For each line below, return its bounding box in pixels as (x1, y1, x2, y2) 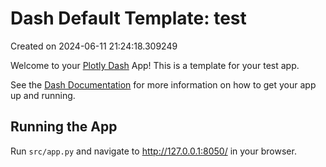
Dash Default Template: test (10, 7, 247, 30)
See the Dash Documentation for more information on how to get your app (10, 78, 317, 91)
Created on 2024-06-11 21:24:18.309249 (10, 40, 178, 52)
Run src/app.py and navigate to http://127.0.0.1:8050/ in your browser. (10, 145, 297, 157)
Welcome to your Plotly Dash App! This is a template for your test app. (10, 59, 300, 71)
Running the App (10, 118, 118, 136)
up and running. (10, 89, 76, 101)
